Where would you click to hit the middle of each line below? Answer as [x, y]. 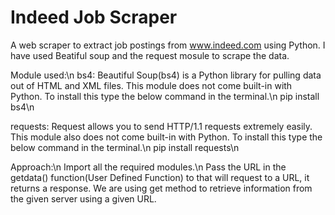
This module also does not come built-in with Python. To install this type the [166, 137]
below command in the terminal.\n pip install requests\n [125, 147]
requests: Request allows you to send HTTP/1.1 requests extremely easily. [161, 126]
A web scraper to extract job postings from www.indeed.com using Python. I [168, 45]
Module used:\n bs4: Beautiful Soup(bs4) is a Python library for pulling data [166, 75]
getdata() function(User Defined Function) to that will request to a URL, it [160, 177]
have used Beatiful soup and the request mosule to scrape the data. [150, 55]
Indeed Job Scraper [94, 17]
